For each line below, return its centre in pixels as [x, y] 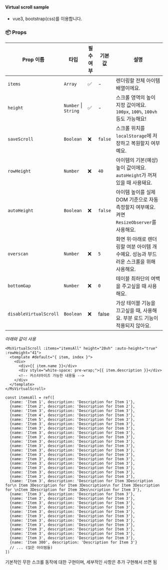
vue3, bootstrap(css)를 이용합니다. [47, 19]
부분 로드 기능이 [141, 318]
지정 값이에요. [131, 105]
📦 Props [16, 33]
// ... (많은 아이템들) [31, 547]
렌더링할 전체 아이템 [138, 80]
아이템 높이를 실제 [136, 192]
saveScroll [20, 139]
